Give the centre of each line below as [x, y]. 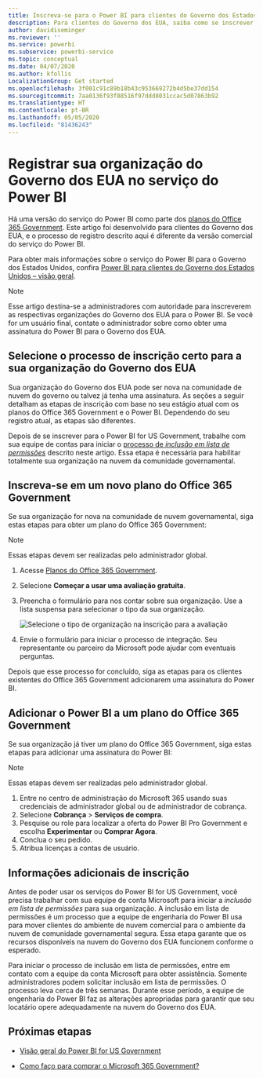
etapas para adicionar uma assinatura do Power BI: [90, 753]
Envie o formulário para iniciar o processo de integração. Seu [118, 640]
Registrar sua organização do [106, 164]
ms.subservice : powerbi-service [61, 52]
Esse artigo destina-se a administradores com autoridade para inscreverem [130, 306]
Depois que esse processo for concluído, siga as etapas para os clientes [125, 671]
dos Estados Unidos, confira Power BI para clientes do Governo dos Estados [131, 267]
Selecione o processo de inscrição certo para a [125, 356]
